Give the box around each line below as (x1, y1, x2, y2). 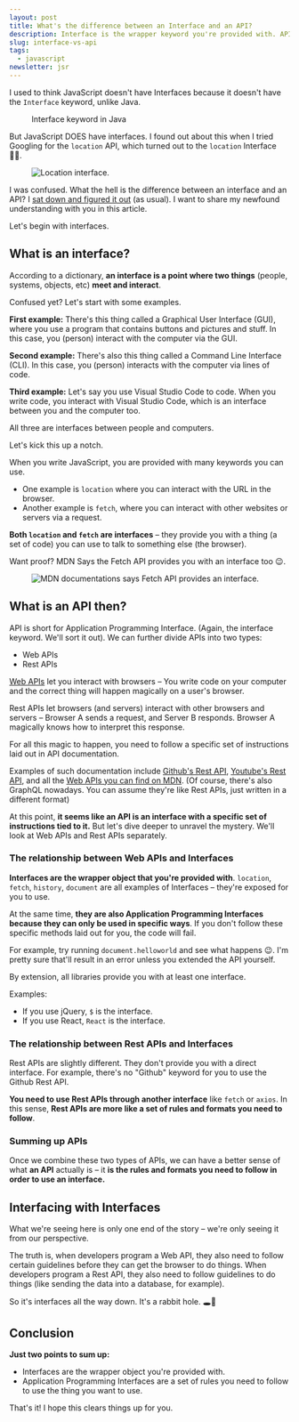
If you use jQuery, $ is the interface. (21, 1006, 153, 1016)
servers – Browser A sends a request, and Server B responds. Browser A (9, 712, 276, 723)
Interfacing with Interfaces (9, 1200, 161, 1215)
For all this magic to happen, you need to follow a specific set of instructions (9, 739, 289, 749)
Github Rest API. (9, 1077, 69, 1087)
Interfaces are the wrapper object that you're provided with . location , (9, 872, 272, 883)
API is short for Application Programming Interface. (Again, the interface (9, 622, 274, 633)
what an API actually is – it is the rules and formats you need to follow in (9, 1165, 278, 1176)
